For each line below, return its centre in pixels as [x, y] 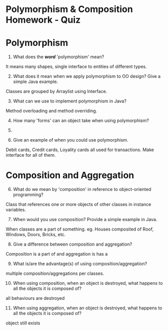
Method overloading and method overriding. [52, 111]
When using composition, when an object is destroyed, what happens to [88, 283]
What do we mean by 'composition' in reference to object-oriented [82, 189]
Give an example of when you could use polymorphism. [71, 140]
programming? [28, 195]
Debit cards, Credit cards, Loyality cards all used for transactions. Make [80, 150]
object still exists [23, 323]
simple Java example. [35, 82]
